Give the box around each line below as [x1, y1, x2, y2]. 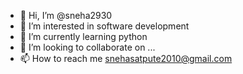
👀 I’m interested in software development [19, 20, 190, 32]
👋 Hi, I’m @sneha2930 [19, 10, 113, 21]
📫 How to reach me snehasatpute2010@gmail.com [19, 53, 233, 64]
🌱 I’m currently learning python [19, 31, 148, 42]
